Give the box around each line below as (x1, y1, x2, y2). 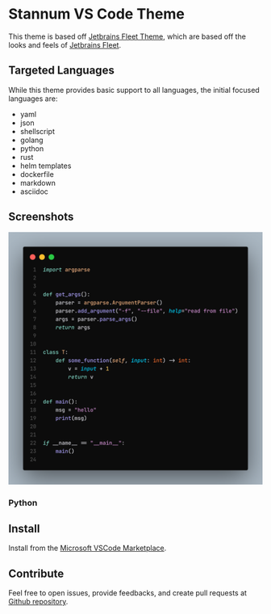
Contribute (8, 566, 65, 580)
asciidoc (19, 187, 48, 196)
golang (19, 135, 44, 145)
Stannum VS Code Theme (8, 5, 186, 23)
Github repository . (8, 597, 69, 607)
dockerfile (19, 169, 54, 179)
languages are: (8, 94, 58, 103)
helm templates (19, 161, 72, 170)
